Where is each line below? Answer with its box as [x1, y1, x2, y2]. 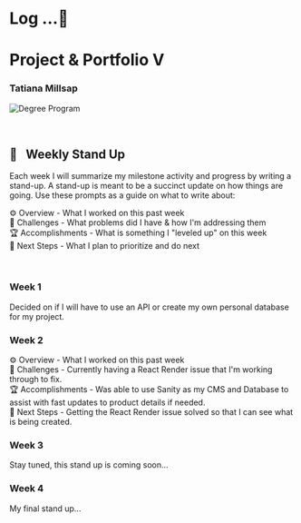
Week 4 [9, 482, 44, 495]
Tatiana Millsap [9, 82, 79, 94]
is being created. [9, 417, 73, 428]
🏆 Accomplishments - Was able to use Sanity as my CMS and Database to [9, 384, 289, 395]
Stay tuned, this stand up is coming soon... [9, 459, 170, 470]
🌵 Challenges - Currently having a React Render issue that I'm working [9, 364, 273, 375]
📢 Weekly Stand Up [9, 147, 125, 163]
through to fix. [9, 374, 63, 385]
